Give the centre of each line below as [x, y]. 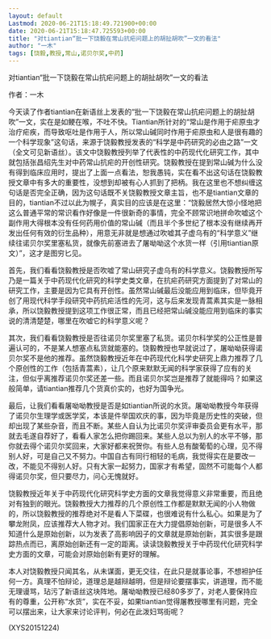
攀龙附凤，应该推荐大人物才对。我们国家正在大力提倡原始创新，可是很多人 [132, 523]
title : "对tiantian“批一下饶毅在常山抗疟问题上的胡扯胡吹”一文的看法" [115, 38]
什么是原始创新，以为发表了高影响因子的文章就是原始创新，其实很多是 [139, 534]
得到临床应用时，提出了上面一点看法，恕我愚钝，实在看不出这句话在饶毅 [135, 172]
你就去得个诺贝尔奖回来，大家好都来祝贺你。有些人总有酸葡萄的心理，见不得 [135, 446]
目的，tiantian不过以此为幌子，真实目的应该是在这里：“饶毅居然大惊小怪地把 [135, 202]
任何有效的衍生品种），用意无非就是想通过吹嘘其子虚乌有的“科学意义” [137, 233]
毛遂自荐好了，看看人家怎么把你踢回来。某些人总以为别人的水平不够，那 [142, 436]
